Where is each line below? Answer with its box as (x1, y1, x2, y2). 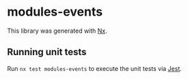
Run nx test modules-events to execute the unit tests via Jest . (7, 64, 183, 72)
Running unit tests (7, 46, 87, 58)
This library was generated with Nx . (7, 27, 107, 35)
